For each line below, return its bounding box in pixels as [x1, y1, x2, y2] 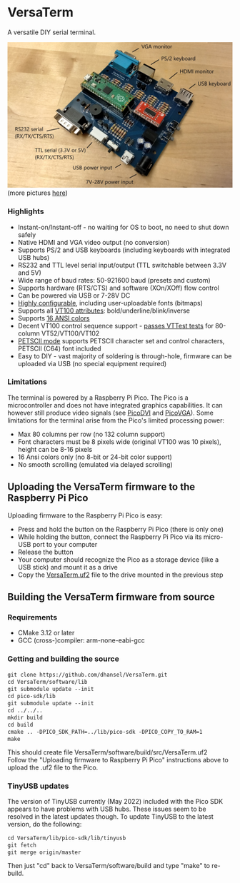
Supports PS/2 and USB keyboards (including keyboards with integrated [17, 246, 231, 254]
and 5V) [17, 268, 41, 277]
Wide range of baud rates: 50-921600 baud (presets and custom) [17, 276, 211, 284]
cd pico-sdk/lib [7, 692, 56, 700]
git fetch [7, 842, 37, 849]
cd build [7, 721, 34, 728]
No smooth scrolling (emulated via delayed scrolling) [17, 460, 173, 468]
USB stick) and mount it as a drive [17, 562, 118, 571]
